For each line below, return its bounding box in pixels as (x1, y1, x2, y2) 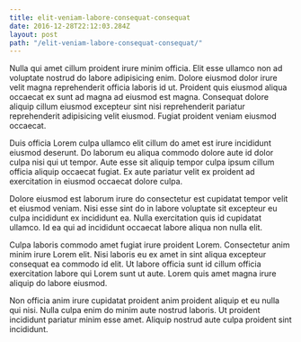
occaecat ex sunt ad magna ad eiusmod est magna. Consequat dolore (9, 92, 270, 103)
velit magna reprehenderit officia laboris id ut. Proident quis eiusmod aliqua (9, 82, 288, 93)
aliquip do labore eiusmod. (9, 278, 108, 289)
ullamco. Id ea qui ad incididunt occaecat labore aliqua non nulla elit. (9, 222, 263, 233)
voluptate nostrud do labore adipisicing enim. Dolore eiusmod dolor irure (9, 73, 278, 84)
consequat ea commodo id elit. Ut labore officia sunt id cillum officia (9, 258, 262, 270)
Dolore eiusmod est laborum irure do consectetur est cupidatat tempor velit (9, 193, 288, 204)
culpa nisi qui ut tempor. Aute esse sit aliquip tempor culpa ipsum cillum (9, 157, 275, 167)
